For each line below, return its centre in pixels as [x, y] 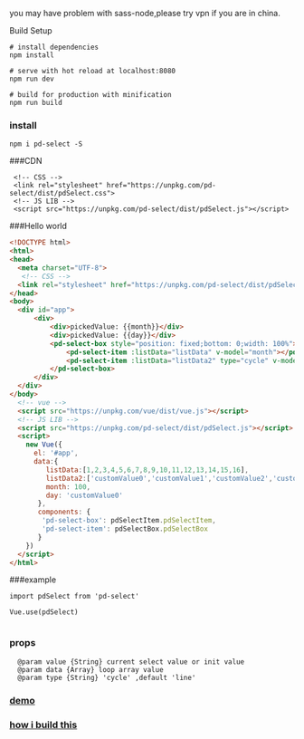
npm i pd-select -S [46, 144]
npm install [32, 55]
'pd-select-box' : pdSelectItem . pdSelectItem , [129, 521]
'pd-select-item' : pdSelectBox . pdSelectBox [125, 529]
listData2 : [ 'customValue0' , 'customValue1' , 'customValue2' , [159, 478]
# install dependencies [54, 47]
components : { [64, 512]
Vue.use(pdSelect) [44, 612]
